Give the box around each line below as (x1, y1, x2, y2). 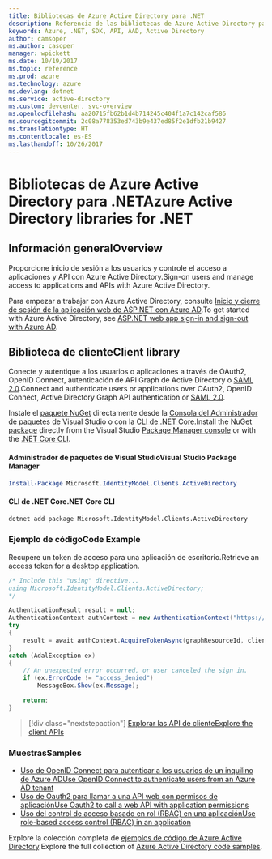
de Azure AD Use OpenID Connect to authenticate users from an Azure (19, 775, 256, 784)
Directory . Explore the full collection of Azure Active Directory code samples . (8, 842, 263, 852)
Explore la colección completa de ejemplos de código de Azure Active (8, 833, 243, 843)
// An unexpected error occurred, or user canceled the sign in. (23, 666, 249, 675)
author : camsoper (8, 34, 67, 43)
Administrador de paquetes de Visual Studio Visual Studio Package (8, 452, 237, 462)
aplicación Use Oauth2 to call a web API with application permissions (19, 800, 249, 810)
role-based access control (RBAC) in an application (19, 818, 192, 827)
